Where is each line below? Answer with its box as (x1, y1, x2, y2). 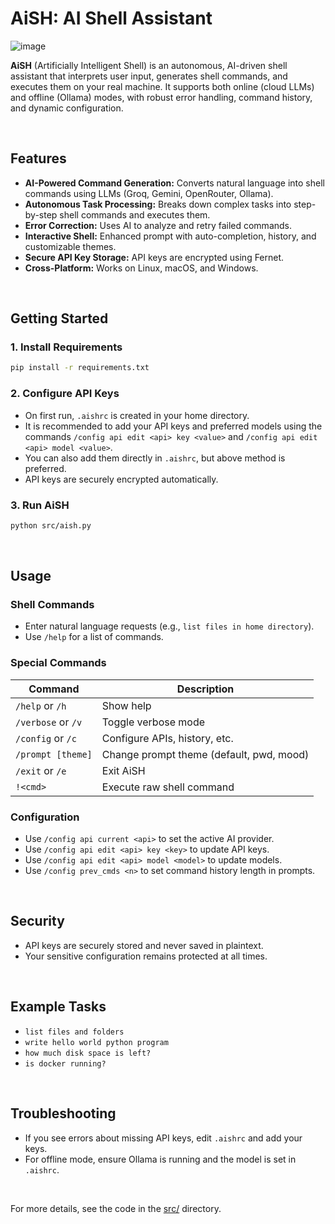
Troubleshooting (10, 1105, 117, 1122)
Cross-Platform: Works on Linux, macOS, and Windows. (24, 262, 259, 274)
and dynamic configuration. (10, 102, 124, 114)
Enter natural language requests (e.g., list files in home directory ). (24, 620, 315, 632)
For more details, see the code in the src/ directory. (10, 1202, 222, 1214)
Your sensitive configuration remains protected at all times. (24, 950, 268, 962)
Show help (101, 698, 152, 712)
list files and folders (24, 1027, 125, 1037)
